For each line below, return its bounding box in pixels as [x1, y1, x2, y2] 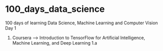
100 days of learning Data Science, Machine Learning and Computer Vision [5, 20, 158, 26]
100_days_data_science [5, 3, 105, 15]
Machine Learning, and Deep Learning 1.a [12, 40, 97, 46]
